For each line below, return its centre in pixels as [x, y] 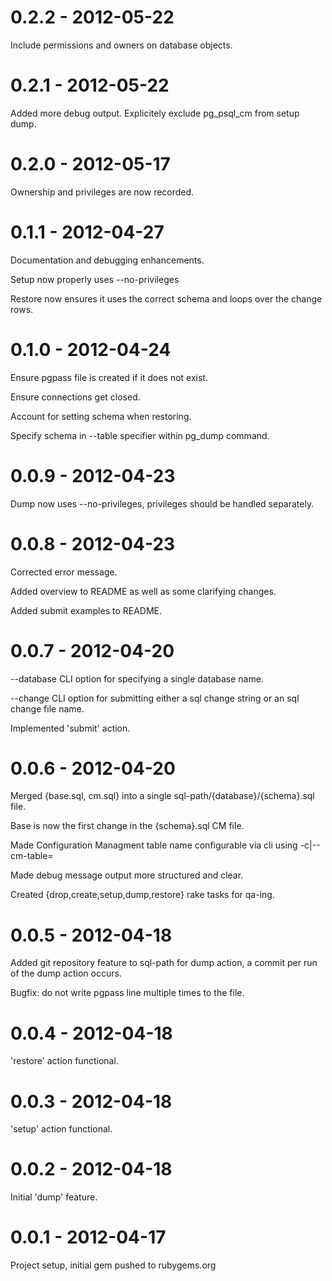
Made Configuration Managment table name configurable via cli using [154, 845]
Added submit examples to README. [86, 610]
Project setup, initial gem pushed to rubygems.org [113, 1265]
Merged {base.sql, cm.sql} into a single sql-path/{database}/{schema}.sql [162, 796]
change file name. [47, 708]
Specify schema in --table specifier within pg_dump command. [140, 435]
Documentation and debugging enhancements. [107, 260]
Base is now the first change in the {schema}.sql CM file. [127, 826]
